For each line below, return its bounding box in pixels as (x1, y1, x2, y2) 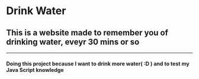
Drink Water (6, 4, 66, 18)
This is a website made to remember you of (6, 28, 169, 38)
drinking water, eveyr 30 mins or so (6, 37, 140, 47)
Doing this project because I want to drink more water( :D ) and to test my (6, 60, 190, 67)
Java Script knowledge (6, 66, 64, 73)
